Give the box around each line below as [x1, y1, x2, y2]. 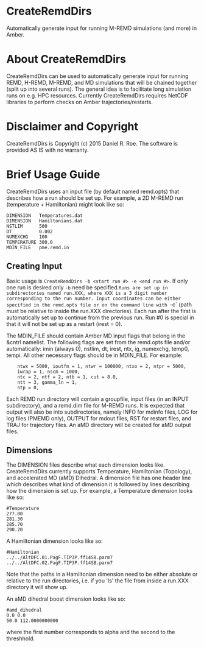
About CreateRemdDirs [6, 52, 127, 66]
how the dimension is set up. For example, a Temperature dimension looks [6, 487, 193, 495]
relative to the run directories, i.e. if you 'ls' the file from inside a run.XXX [6, 577, 189, 584]
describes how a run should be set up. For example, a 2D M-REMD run [6, 194, 184, 202]
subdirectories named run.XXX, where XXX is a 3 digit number [6, 290, 167, 296]
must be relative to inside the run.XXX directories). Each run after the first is [6, 307, 197, 314]
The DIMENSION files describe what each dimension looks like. [6, 461, 165, 468]
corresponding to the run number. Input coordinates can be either [6, 295, 181, 302]
